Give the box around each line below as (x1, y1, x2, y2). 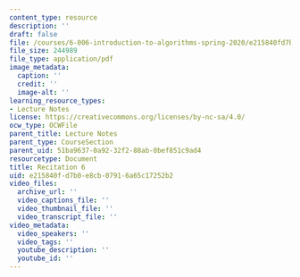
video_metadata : (9, 221, 70, 230)
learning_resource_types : (9, 96, 105, 105)
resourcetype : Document (9, 154, 98, 164)
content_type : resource (9, 13, 98, 22)
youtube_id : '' (17, 254, 74, 264)
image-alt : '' (17, 88, 70, 97)
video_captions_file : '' (17, 196, 110, 206)
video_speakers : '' (17, 229, 90, 238)
